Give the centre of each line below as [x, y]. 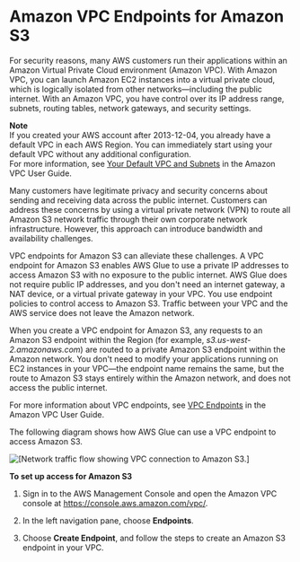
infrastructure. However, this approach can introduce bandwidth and [136, 228]
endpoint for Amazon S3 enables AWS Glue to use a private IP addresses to [149, 265]
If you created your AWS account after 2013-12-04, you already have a [140, 135]
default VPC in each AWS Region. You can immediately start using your [141, 145]
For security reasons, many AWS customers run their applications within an [148, 60]
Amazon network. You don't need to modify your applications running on [144, 359]
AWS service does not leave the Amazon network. [102, 312]
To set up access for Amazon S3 [71, 476]
